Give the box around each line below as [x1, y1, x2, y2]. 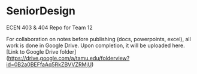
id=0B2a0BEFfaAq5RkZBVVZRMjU [6, 61, 92, 68]
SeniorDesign [6, 4, 76, 18]
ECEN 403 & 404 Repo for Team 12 [6, 24, 93, 31]
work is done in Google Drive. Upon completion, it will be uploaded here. [6, 42, 185, 49]
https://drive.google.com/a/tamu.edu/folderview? [8, 54, 130, 61]
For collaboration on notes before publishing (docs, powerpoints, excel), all [6, 35, 192, 42]
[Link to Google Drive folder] [6, 48, 77, 55]
